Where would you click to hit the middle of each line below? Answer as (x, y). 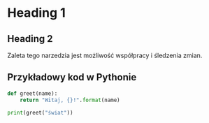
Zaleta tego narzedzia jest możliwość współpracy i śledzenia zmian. (105, 55)
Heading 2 (30, 39)
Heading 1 (37, 13)
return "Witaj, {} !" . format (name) (70, 100)
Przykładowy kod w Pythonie (72, 77)
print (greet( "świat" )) (40, 113)
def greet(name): (33, 93)
